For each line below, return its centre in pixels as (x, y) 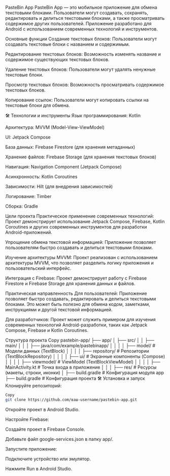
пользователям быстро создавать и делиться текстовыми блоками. (79, 247)
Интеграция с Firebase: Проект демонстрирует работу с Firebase (76, 278)
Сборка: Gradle (22, 206)
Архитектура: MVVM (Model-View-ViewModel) (55, 127)
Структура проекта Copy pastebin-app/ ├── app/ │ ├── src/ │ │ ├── (80, 340)
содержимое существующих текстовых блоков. (57, 60)
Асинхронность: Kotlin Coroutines (41, 177)
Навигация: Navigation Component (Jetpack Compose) (63, 167)
